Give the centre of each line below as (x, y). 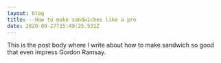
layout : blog (26, 13)
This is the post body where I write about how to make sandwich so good (111, 45)
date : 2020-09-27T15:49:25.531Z (53, 26)
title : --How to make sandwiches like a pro (72, 20)
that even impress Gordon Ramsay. (57, 52)
